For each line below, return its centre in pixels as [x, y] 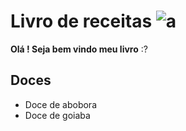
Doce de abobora [60, 104]
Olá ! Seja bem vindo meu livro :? [79, 49]
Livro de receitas [81, 21]
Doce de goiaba [57, 115]
